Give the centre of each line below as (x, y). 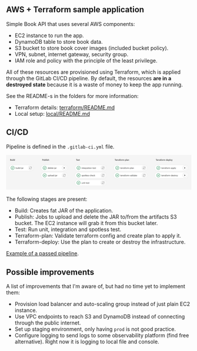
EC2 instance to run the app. (49, 35)
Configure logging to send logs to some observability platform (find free (102, 335)
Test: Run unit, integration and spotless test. (68, 229)
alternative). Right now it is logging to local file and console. (87, 342)
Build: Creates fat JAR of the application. (64, 211)
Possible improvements (50, 272)
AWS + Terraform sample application (75, 10)
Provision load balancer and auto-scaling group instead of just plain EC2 (102, 304)
